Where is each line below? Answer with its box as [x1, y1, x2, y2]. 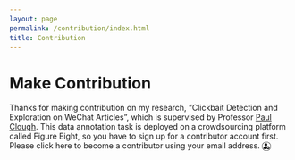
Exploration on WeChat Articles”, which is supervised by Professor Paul [9, 112, 273, 122]
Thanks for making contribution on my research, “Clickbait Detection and [9, 103, 279, 114]
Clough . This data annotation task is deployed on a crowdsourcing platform [9, 122, 286, 132]
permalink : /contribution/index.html [9, 23, 150, 33]
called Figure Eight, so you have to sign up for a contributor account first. [9, 131, 279, 142]
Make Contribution [9, 72, 152, 93]
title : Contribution [9, 33, 87, 42]
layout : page [9, 14, 58, 23]
